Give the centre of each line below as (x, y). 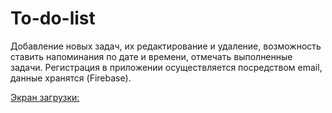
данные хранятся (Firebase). (71, 78)
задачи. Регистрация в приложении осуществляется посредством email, (166, 67)
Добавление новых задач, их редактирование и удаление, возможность (166, 46)
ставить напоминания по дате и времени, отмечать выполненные (151, 56)
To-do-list (53, 18)
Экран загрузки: (45, 97)
